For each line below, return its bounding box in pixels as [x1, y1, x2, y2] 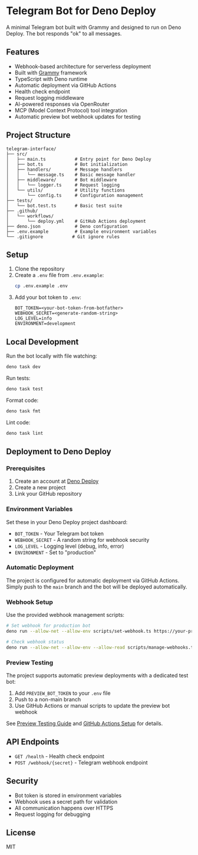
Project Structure [6, 130, 71, 140]
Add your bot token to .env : [14, 294, 81, 301]
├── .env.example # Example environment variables [6, 229, 157, 235]
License [6, 827, 36, 837]
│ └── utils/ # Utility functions [6, 187, 126, 193]
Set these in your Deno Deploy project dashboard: [6, 518, 128, 525]
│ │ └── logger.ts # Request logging [6, 182, 120, 188]
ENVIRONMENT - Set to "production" [14, 548, 96, 556]
